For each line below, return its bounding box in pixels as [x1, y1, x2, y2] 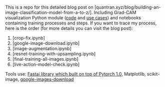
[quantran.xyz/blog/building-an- [94, 4, 161, 10]
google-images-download [20, 77, 74, 82]
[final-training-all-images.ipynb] [12, 56, 78, 62]
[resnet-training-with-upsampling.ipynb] [12, 51, 96, 57]
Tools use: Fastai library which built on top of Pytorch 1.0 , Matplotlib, [5, 71, 146, 77]
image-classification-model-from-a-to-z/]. [5, 9, 93, 15]
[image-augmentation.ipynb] [12, 46, 71, 51]
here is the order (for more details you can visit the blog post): [5, 25, 133, 31]
